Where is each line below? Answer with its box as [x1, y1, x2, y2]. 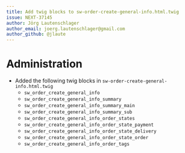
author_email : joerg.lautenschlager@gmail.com [6, 25, 125, 32]
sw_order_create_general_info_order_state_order [24, 135, 149, 141]
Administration [6, 57, 83, 71]
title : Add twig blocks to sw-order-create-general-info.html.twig [6, 8, 180, 15]
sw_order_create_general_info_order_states [24, 116, 136, 122]
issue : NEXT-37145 [6, 14, 52, 20]
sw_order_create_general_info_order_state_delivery [24, 128, 157, 134]
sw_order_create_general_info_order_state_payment [24, 122, 154, 128]
